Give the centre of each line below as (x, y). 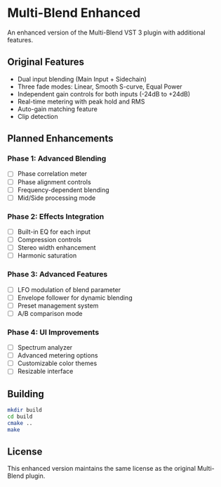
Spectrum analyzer (45, 348)
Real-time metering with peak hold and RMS (81, 101)
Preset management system (58, 305)
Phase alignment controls (54, 182)
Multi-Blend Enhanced (74, 13)
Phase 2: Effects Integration (56, 216)
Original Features (46, 62)
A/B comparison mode (50, 313)
